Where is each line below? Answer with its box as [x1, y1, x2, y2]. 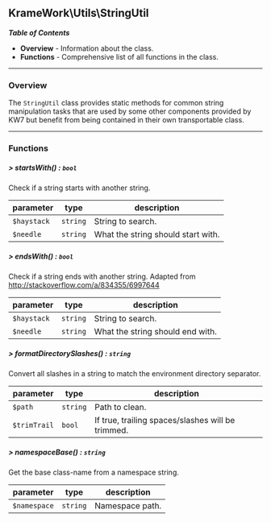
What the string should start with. [94, 229, 220, 240]
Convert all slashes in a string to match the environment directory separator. [8, 368, 261, 378]
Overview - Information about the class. [19, 43, 154, 53]
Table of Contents [8, 27, 70, 37]
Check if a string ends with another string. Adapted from [8, 271, 196, 281]
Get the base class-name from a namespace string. [8, 467, 179, 477]
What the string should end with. [94, 325, 218, 337]
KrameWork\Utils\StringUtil [8, 6, 149, 20]
